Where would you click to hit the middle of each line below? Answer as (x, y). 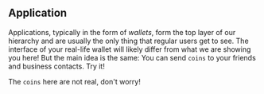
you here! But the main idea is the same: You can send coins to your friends (132, 57)
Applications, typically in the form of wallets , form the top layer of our (122, 32)
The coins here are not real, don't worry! (74, 81)
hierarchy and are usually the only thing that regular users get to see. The (128, 41)
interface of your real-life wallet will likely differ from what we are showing (130, 49)
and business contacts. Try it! (56, 66)
